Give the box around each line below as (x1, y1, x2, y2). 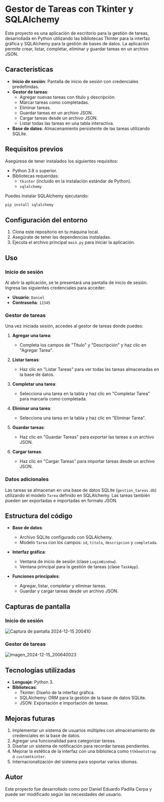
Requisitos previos (5, 145, 63, 154)
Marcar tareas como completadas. (19, 99, 89, 105)
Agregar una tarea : (12, 333, 52, 339)
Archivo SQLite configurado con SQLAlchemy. (19, 534, 113, 540)
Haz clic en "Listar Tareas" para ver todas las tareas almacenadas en (19, 367, 160, 372)
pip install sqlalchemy (5, 202, 54, 207)
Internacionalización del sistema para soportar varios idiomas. (12, 759, 138, 765)
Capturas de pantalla (5, 602, 70, 611)
